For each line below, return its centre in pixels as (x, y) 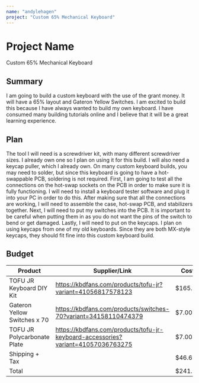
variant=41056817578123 (94, 292)
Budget (20, 254)
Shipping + (24, 354)
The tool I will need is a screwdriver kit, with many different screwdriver (93, 154)
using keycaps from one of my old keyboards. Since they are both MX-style (98, 229)
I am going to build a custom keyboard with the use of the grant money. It (95, 96)
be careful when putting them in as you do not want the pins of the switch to (99, 217)
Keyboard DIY (28, 288)
